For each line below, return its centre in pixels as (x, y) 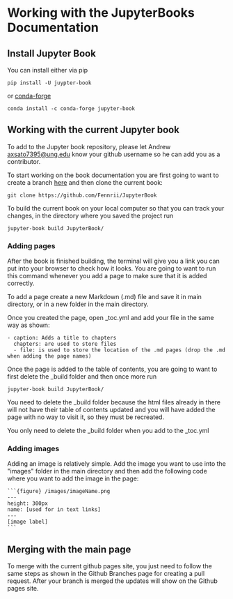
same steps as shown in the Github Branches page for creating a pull (106, 574)
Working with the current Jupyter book (93, 130)
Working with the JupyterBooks (101, 13)
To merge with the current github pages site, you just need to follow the (110, 566)
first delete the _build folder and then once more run (82, 377)
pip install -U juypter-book (49, 83)
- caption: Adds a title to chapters (62, 338)
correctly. (21, 283)
